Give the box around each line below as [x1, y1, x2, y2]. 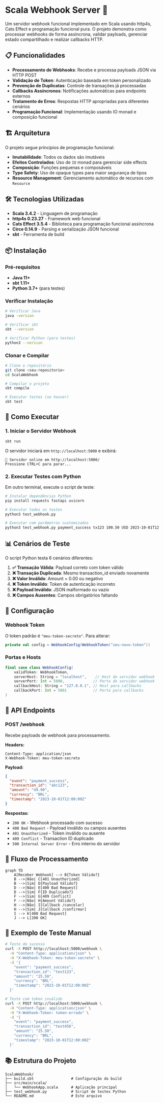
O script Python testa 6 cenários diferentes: [5, 555, 93, 561]
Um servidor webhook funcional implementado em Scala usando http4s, [5, 21, 152, 27]
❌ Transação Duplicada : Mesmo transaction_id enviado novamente [12, 570, 149, 576]
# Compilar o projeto [5, 381, 50, 386]
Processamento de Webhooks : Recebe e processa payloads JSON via [12, 67, 156, 73]
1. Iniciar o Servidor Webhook [5, 428, 77, 435]
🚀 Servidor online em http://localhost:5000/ [5, 457, 100, 462]
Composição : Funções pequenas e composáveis [12, 165, 112, 170]
